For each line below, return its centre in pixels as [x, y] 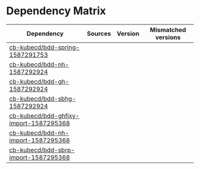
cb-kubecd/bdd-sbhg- [43, 98]
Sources [99, 33]
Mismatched [168, 30]
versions [168, 37]
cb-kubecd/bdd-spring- [45, 47]
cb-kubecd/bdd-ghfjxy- [44, 115]
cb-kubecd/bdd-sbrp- [42, 150]
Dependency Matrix [56, 11]
